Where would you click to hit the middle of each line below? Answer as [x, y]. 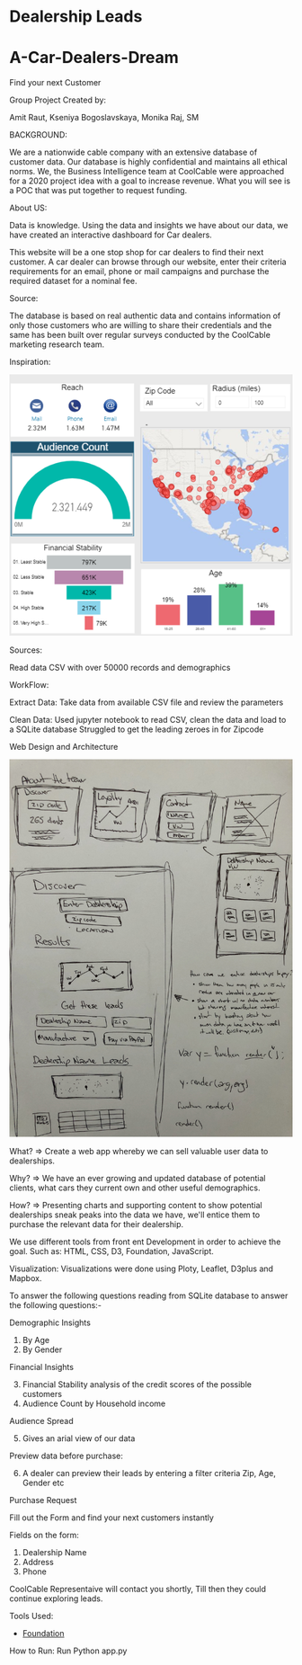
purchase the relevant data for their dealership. [97, 1224]
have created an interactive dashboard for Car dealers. [111, 235]
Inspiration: [30, 362]
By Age [36, 1340]
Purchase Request [43, 1500]
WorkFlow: [29, 685]
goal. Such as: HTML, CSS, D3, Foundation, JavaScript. [111, 1251]
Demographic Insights [50, 1322]
